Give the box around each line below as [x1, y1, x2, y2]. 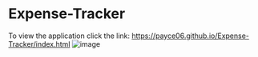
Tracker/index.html [8, 39, 71, 48]
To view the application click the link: [8, 31, 131, 40]
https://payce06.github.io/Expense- [131, 31, 250, 40]
